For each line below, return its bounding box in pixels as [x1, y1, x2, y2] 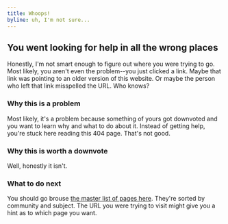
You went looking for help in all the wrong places [7, 42, 218, 53]
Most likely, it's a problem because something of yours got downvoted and [7, 114, 218, 123]
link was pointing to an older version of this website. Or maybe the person [7, 75, 216, 83]
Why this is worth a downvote [7, 146, 108, 155]
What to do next [7, 179, 62, 188]
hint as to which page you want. [7, 209, 97, 217]
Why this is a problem [7, 99, 81, 108]
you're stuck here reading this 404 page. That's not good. [7, 129, 171, 137]
